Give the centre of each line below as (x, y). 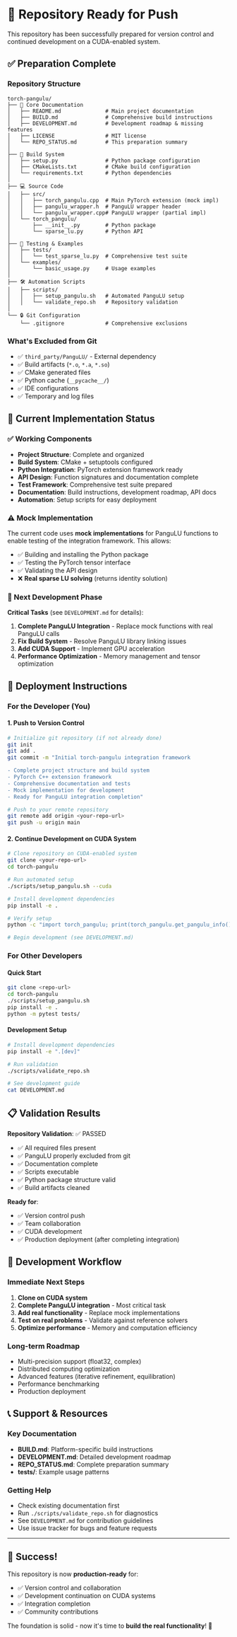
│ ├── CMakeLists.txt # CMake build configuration (99, 167)
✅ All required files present (57, 1147)
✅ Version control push (51, 1215)
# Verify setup (30, 918)
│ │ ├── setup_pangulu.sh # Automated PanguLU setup (96, 296)
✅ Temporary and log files (55, 396)
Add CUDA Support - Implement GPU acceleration (91, 649)
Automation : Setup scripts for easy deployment (87, 499)
